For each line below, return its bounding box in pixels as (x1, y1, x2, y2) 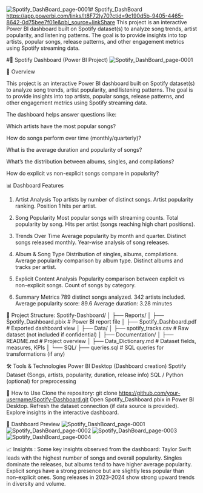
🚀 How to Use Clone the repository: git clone (6, 389, 118, 396)
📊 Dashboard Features (6, 182, 64, 189)
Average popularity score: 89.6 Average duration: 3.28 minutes (15, 300, 173, 307)
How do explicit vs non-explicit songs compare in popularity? (6, 170, 159, 177)
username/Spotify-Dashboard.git (6, 396, 89, 403)
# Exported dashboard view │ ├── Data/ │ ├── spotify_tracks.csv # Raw (6, 325, 189, 331)
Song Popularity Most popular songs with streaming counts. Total (15, 214, 179, 221)
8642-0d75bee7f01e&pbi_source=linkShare (6, 19, 116, 25)
